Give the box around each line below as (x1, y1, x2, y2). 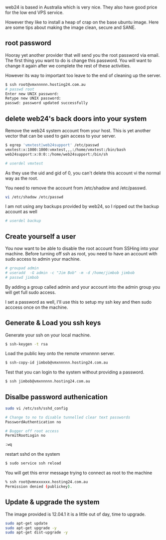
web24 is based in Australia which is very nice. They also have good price (5, 4, 158, 10)
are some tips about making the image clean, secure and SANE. (5, 24, 136, 30)
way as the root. (5, 175, 38, 181)
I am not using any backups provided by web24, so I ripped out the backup (5, 203, 160, 209)
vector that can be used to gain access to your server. (5, 133, 116, 139)
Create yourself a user (5, 232, 76, 241)
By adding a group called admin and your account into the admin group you (5, 284, 161, 290)
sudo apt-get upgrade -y (5, 526, 57, 531)
